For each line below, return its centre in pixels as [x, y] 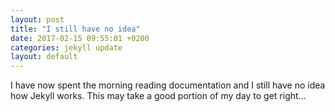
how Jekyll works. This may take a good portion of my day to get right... [158, 96]
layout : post [37, 19]
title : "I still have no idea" [75, 29]
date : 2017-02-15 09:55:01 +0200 [80, 38]
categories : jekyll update [66, 47]
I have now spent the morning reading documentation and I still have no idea [168, 85]
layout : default [44, 57]
